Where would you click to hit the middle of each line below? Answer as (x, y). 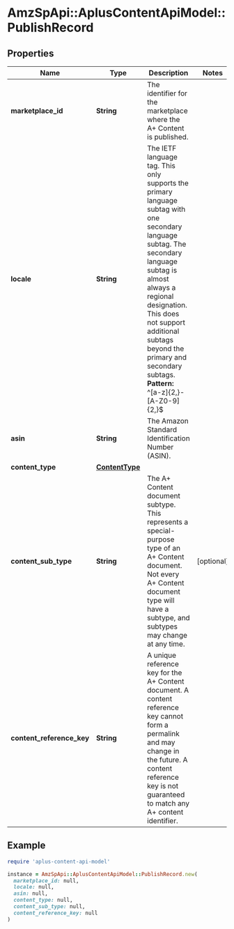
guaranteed (166, 794)
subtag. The (167, 244)
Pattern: (161, 383)
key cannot (165, 716)
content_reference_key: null (56, 913)
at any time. (166, 644)
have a (158, 609)
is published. (168, 137)
